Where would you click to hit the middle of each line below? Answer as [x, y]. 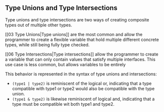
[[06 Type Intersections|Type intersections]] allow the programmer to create [82, 54]
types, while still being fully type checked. [47, 45]
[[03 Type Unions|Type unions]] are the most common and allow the [74, 34]
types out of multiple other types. [39, 25]
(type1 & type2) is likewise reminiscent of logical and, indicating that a [83, 99]
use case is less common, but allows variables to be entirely [65, 64]
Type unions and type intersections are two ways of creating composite [77, 19]
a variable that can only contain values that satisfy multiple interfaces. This [80, 59]
